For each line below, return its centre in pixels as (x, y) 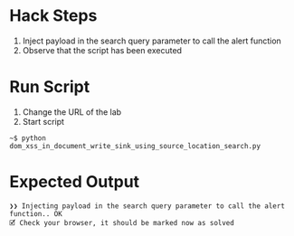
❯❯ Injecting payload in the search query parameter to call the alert (147, 206)
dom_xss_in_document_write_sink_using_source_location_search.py (135, 146)
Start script (43, 121)
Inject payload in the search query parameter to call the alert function (152, 41)
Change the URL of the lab (72, 112)
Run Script (50, 87)
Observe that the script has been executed (102, 50)
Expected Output (75, 182)
